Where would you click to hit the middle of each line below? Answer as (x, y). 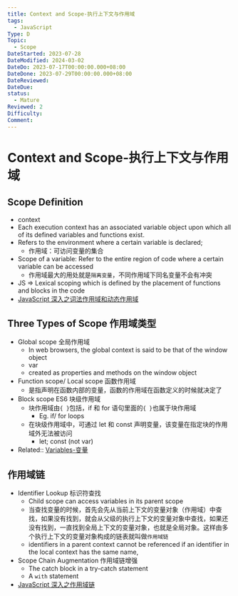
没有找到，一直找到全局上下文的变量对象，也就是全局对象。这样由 (125, 527)
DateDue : (20, 87)
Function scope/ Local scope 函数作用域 (77, 381)
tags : (15, 21)
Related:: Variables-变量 (53, 450)
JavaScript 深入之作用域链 (56, 585)
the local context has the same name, (83, 552)
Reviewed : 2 (25, 107)
